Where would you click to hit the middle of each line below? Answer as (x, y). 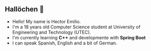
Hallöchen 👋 (24, 9)
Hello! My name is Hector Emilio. (47, 21)
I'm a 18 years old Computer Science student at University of (76, 27)
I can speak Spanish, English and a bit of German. (64, 43)
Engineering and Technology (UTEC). (51, 32)
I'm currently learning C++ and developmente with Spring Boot (79, 37)
